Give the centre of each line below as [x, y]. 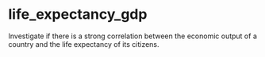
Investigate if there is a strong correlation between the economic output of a [133, 36]
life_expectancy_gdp [78, 14]
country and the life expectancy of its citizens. [84, 44]
